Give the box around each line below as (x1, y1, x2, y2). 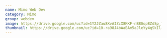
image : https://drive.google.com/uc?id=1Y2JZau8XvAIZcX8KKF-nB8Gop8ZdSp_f (5, 21, 164, 26)
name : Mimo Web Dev (5, 7, 46, 12)
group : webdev (5, 16, 35, 21)
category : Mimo (5, 12, 37, 17)
